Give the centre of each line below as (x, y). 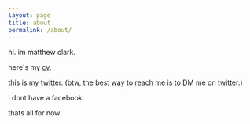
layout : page (29, 15)
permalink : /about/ (40, 30)
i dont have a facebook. (46, 98)
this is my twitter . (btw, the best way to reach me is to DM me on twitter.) (125, 82)
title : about (29, 23)
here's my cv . (30, 67)
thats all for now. (35, 113)
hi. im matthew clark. (42, 53)
